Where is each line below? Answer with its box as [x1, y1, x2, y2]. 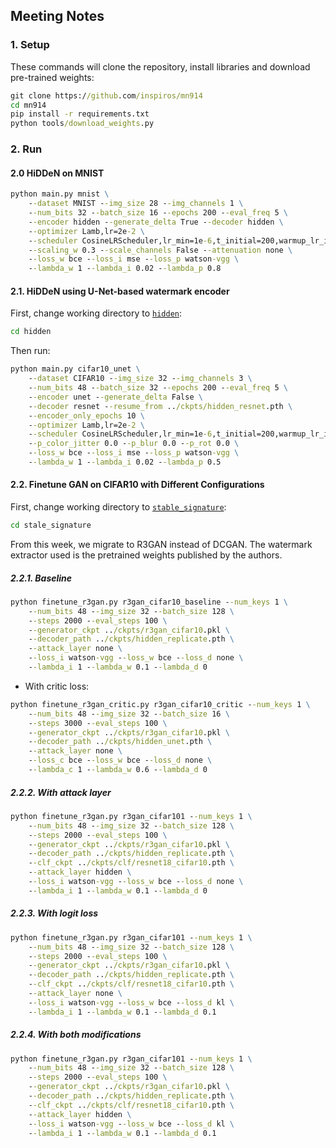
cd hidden [10, 327, 52, 337]
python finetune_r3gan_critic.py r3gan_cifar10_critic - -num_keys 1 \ [10, 699, 311, 709]
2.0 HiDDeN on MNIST [10, 167, 105, 179]
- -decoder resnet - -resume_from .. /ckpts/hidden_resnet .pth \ [28, 401, 293, 411]
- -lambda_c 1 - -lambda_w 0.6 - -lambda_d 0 [28, 765, 208, 775]
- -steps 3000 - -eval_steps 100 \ [28, 718, 168, 728]
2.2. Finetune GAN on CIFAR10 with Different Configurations [10, 479, 265, 491]
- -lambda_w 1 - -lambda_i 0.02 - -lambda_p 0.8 [28, 264, 222, 274]
